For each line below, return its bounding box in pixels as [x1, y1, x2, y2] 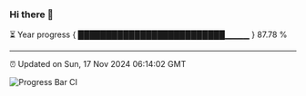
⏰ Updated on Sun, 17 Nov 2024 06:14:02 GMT [9, 59, 187, 70]
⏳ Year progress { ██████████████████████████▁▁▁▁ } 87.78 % [9, 29, 288, 40]
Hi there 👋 [9, 8, 55, 21]
